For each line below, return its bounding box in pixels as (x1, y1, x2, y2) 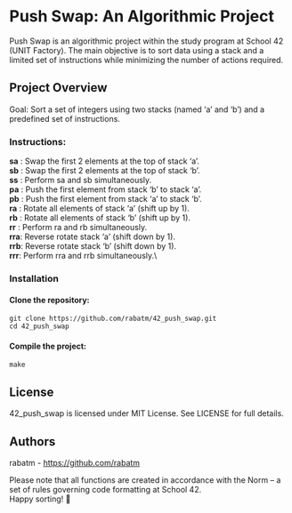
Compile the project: (9, 341, 87, 351)
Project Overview (9, 80, 108, 95)
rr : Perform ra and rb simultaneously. (9, 222, 148, 233)
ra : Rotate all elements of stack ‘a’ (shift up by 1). (9, 203, 190, 214)
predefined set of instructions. (9, 113, 120, 124)
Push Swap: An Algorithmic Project (9, 6, 274, 27)
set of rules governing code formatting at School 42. (9, 485, 202, 494)
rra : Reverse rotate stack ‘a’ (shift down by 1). (9, 231, 176, 242)
